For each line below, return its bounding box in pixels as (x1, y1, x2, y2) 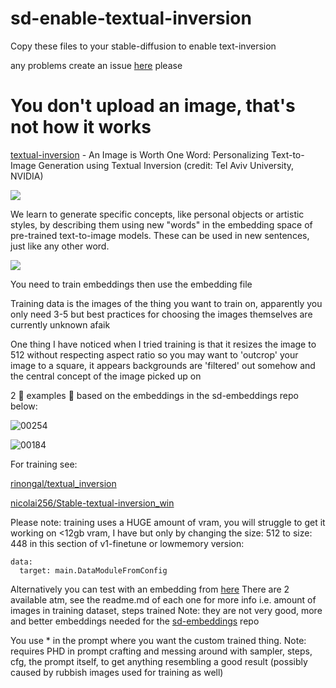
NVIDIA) (10, 170, 44, 182)
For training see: (10, 458, 78, 470)
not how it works (10, 116, 152, 139)
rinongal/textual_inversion (10, 477, 117, 489)
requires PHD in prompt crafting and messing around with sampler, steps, (10, 645, 313, 657)
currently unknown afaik (10, 318, 111, 331)
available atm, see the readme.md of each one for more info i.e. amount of (10, 593, 317, 606)
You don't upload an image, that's (10, 95, 296, 117)
